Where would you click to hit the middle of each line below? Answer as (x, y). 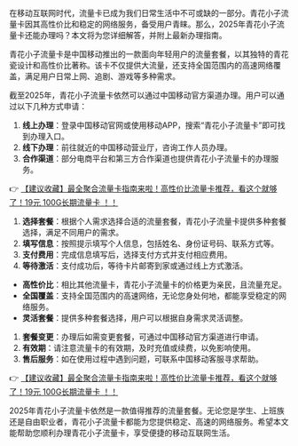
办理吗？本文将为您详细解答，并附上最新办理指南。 (133, 35)
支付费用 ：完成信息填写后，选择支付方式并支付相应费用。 (127, 255)
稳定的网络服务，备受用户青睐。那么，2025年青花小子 (178, 24)
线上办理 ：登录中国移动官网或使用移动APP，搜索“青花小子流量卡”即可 (149, 125)
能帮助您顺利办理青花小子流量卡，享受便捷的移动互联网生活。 (122, 433)
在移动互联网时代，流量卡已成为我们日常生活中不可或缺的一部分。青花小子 (145, 13)
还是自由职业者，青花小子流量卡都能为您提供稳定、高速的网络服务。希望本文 (149, 422)
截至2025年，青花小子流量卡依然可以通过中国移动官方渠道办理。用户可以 (143, 95)
